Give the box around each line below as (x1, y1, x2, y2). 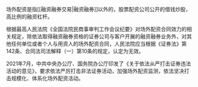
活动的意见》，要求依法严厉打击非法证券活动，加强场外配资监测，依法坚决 (6, 68, 184, 74)
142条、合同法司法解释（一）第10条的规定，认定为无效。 (6, 48, 144, 55)
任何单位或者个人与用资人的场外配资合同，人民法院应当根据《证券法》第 (11, 41, 187, 47)
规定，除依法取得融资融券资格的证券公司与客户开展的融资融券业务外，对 (11, 33, 187, 40)
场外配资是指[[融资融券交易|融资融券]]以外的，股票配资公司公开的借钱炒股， (6, 6, 192, 12)
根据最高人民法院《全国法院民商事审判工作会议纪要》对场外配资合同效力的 (6, 26, 187, 32)
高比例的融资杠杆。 (6, 13, 53, 20)
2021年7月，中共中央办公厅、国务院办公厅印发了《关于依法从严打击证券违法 (6, 60, 192, 67)
